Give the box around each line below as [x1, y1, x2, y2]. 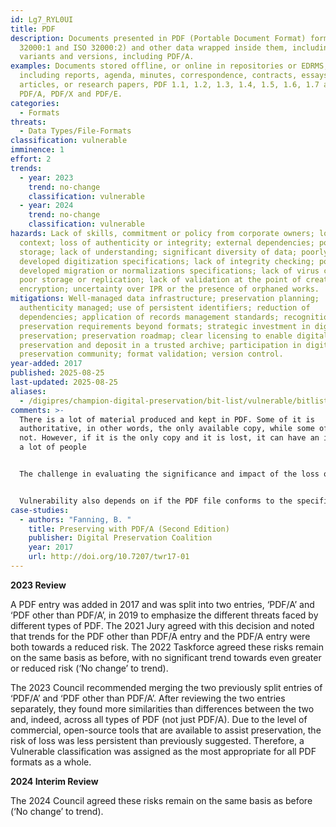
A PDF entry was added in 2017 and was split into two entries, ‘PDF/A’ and [10, 598, 315, 610]
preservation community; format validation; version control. [19, 349, 284, 360]
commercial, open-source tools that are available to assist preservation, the [10, 724, 322, 736]
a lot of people [19, 442, 87, 453]
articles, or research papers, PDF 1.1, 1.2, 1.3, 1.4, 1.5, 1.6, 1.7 [19, 80, 320, 90]
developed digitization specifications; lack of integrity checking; [19, 256, 315, 266]
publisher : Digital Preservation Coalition [28, 533, 213, 543]
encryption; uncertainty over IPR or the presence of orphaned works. [19, 284, 320, 295]
